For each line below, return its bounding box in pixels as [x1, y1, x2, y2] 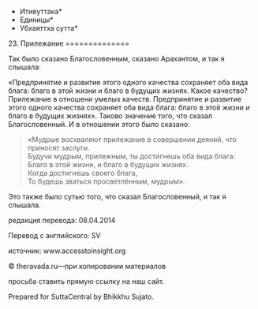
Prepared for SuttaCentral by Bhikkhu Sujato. [8, 292, 155, 301]
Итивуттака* [19, 7, 63, 16]
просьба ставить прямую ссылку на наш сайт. [8, 277, 165, 286]
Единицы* [19, 15, 54, 24]
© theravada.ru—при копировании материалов [8, 262, 166, 270]
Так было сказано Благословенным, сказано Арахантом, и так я [8, 54, 225, 63]
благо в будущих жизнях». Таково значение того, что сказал [8, 111, 213, 121]
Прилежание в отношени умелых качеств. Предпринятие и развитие [8, 95, 242, 103]
